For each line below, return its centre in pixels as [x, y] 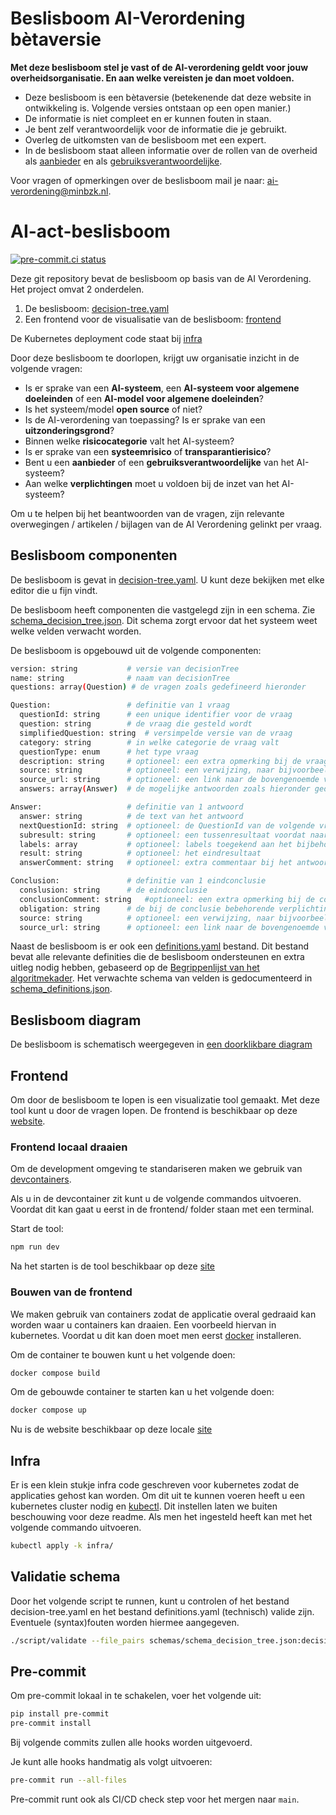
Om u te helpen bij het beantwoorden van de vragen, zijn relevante [147, 513]
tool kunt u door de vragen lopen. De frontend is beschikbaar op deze [154, 1111]
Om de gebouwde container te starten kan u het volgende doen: [142, 1392]
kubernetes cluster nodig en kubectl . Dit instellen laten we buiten [144, 1506]
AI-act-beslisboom [90, 231]
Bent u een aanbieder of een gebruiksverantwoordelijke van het [159, 462]
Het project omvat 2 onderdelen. [77, 289]
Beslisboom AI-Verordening [128, 18]
